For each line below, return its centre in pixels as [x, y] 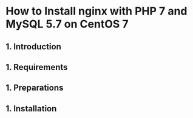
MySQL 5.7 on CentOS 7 [67, 24]
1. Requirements [37, 67]
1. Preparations [35, 88]
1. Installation [31, 109]
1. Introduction [33, 47]
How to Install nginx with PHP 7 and [96, 11]
